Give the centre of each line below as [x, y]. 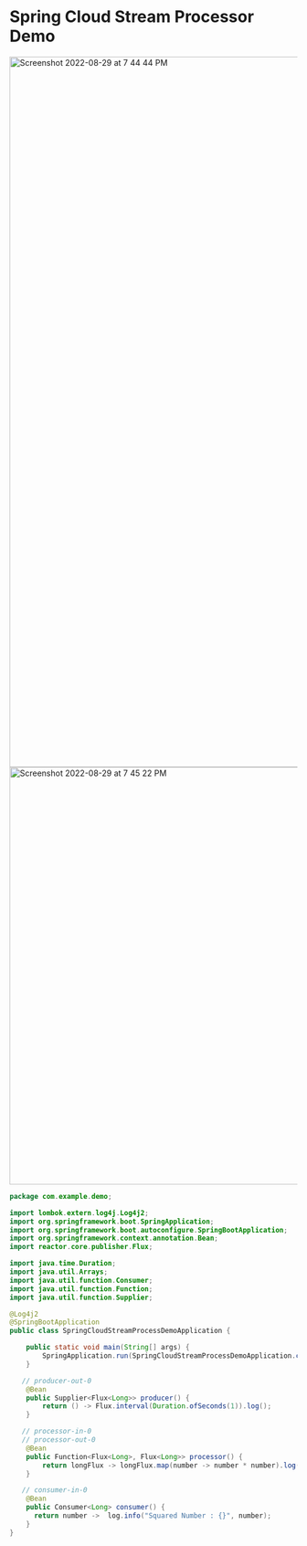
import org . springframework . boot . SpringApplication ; [112, 1222]
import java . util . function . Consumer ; [81, 1280]
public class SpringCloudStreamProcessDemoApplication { [120, 1331]
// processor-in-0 [57, 1432]
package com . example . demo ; [61, 1196]
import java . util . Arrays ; [58, 1272]
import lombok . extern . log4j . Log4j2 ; [79, 1212]
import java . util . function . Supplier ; [81, 1297]
